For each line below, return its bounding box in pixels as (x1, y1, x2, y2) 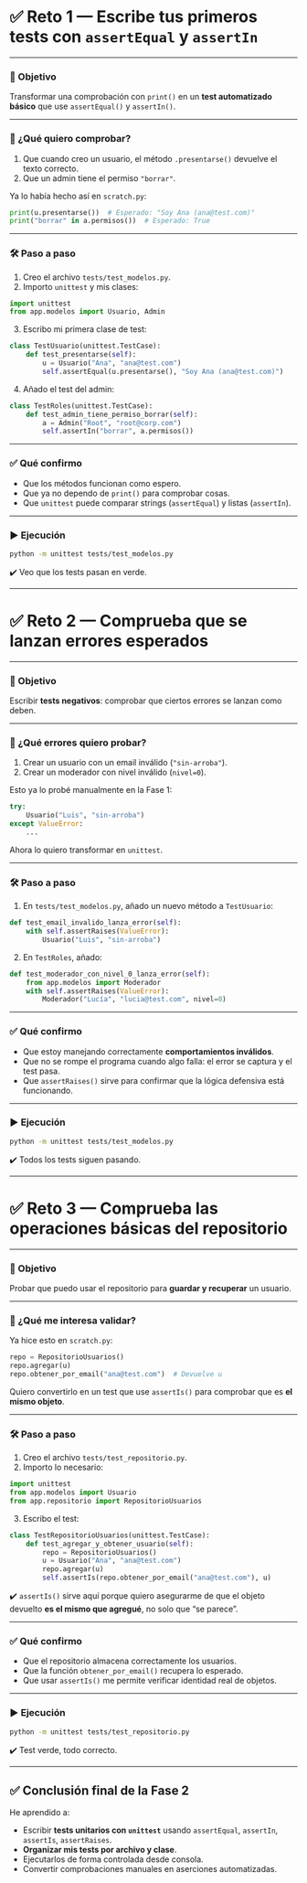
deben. (9, 705, 37, 716)
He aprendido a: (9, 1807, 70, 1818)
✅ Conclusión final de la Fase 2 (9, 1782, 190, 1798)
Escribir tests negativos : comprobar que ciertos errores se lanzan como (9, 695, 282, 706)
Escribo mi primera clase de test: (22, 324, 147, 335)
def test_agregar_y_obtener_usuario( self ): (26, 1539, 195, 1548)
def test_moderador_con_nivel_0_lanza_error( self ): (9, 969, 210, 979)
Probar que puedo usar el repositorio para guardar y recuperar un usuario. (9, 1282, 292, 1293)
